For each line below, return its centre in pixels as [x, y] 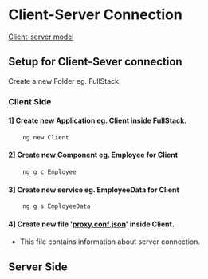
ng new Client [46, 137]
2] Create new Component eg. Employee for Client [93, 155]
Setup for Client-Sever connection [95, 62]
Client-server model [41, 37]
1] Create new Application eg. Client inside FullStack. [98, 120]
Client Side [30, 101]
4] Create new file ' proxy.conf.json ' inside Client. [92, 224]
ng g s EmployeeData [57, 206]
